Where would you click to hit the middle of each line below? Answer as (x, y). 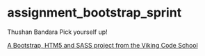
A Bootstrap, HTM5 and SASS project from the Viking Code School (102, 45)
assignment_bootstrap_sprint (95, 13)
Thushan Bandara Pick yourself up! (57, 32)
